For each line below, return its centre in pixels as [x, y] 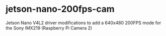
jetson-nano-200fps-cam [60, 9]
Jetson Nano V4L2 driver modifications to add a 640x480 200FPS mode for [83, 23]
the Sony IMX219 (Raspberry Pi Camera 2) [49, 28]
